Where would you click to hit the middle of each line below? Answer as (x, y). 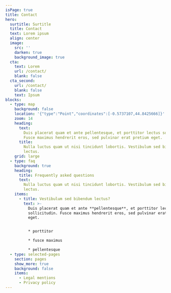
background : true (33, 166)
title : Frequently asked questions (56, 175)
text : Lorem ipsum (30, 34)
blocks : (13, 100)
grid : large (27, 156)
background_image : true (40, 57)
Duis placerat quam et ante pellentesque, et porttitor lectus (92, 133)
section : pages (31, 259)
